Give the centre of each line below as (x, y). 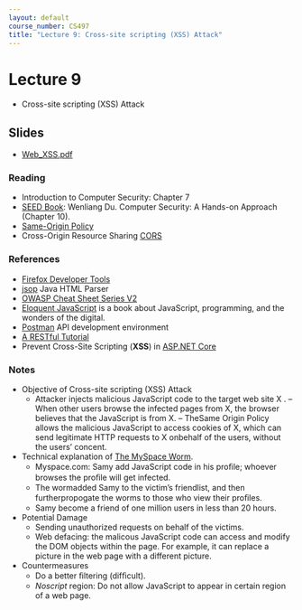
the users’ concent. (71, 447)
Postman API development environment (95, 327)
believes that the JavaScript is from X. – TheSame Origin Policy (152, 418)
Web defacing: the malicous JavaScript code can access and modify (162, 537)
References (34, 259)
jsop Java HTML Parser (65, 288)
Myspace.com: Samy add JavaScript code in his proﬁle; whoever (156, 467)
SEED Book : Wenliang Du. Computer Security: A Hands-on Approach (149, 207)
